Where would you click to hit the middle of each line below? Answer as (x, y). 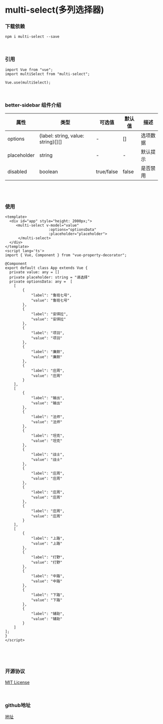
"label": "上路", (48, 539)
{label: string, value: (62, 136)
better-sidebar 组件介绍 (33, 105)
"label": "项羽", (48, 333)
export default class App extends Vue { (47, 268)
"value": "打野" (47, 563)
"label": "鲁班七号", (51, 295)
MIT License (17, 682)
